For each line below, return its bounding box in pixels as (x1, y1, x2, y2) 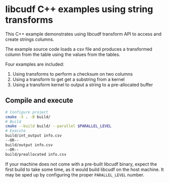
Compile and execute (5, 96, 73, 105)
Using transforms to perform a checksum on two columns (12, 71, 133, 77)
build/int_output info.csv (5, 133, 62, 138)
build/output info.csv (5, 142, 53, 147)
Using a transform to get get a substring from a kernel (12, 76, 125, 82)
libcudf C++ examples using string (5, 4, 153, 15)
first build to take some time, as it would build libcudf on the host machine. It (5, 166, 164, 172)
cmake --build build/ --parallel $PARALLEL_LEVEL (5, 124, 112, 129)
